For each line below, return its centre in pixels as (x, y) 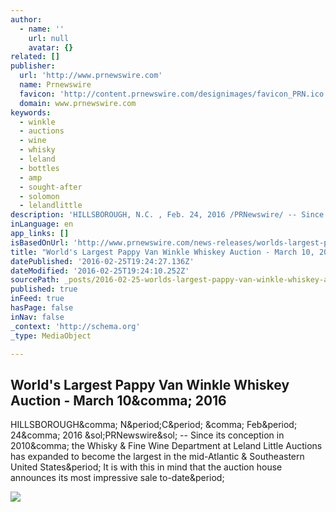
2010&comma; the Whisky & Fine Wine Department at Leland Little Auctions (166, 446)
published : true (44, 289)
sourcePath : (35, 280)
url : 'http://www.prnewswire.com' (91, 76)
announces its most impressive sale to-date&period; (117, 478)
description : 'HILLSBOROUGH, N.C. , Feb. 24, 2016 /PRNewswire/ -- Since (167, 215)
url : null (49, 38)
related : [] (35, 57)
